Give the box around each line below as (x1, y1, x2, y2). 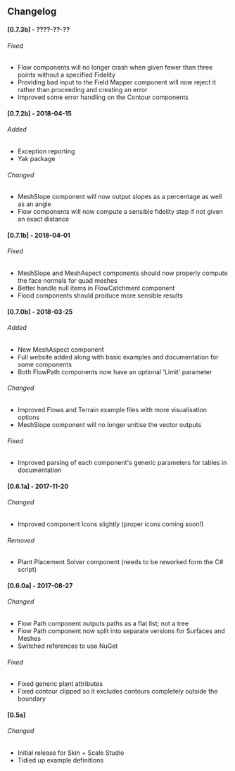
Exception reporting (17, 147, 75, 155)
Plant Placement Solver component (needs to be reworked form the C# (17, 558, 224, 566)
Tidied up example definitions (17, 756, 104, 764)
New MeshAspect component (17, 345, 104, 354)
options (17, 413, 40, 421)
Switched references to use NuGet (17, 642, 118, 650)
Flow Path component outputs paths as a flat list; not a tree (17, 619, 189, 627)
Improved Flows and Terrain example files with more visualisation (17, 405, 208, 414)
